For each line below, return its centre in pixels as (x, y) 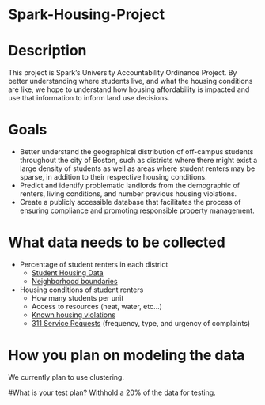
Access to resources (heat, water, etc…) (97, 307)
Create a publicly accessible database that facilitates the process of (130, 202)
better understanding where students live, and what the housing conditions (131, 81)
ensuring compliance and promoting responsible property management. (137, 210)
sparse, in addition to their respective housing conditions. (113, 177)
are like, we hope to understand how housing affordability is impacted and (129, 89)
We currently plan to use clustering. (66, 377)
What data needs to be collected (117, 242)
